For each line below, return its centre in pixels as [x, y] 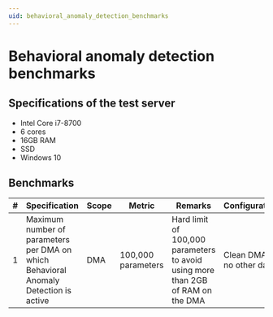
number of [46, 230]
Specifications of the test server [92, 104]
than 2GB [190, 280]
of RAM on [192, 291]
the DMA [188, 301]
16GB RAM [38, 140]
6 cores [33, 132]
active [37, 301]
